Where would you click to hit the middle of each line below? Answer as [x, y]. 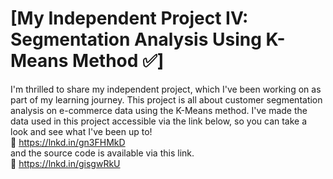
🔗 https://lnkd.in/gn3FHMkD [68, 142]
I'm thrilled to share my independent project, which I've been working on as [166, 89]
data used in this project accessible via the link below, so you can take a [159, 121]
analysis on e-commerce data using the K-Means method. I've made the [159, 110]
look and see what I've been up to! [81, 131]
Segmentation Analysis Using [136, 39]
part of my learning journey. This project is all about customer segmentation [166, 99]
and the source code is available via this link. [102, 153]
